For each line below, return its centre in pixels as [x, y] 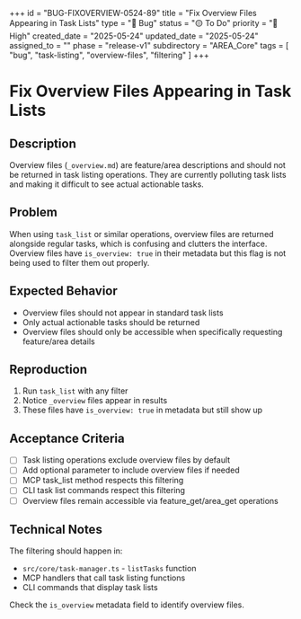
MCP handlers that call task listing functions [104, 578]
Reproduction [49, 370]
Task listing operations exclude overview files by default [126, 460]
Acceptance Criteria [67, 438]
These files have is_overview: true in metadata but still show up [142, 410]
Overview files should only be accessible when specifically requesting [152, 332]
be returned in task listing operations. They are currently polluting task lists [148, 175]
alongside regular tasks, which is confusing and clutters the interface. [138, 243]
